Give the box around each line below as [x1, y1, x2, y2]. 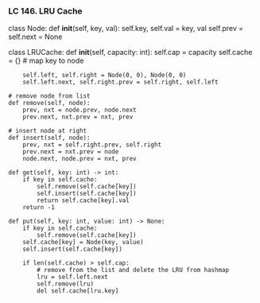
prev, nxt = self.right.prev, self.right [22, 141, 161, 149]
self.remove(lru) [37, 280, 94, 288]
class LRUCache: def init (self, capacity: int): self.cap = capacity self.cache [8, 48, 253, 57]
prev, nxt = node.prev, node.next [22, 106, 137, 115]
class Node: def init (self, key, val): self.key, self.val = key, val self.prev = [8, 24, 244, 33]
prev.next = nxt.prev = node [22, 148, 119, 156]
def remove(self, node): [8, 99, 91, 107]
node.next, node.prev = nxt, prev [22, 155, 137, 163]
